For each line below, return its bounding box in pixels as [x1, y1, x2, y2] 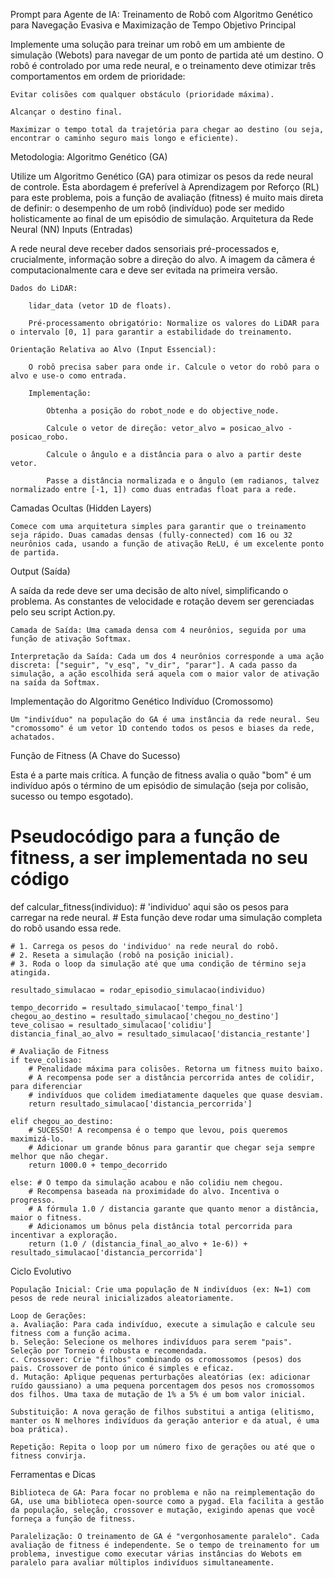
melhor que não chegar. [10, 1151, 110, 1161]
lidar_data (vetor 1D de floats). [28, 301, 172, 311]
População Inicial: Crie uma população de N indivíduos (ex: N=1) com [10, 1284, 311, 1294]
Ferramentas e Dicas [10, 1468, 97, 1480]
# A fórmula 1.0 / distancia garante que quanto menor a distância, [28, 1204, 320, 1214]
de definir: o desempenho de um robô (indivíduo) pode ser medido [10, 202, 285, 214]
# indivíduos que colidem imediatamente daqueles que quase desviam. [28, 1090, 325, 1100]
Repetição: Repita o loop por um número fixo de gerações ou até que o [10, 1442, 315, 1452]
